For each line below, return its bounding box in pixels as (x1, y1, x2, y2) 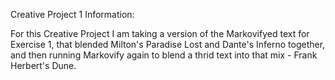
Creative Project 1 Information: (10, 9, 135, 20)
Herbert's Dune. (10, 60, 77, 71)
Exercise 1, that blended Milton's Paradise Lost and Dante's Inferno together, (10, 39, 326, 50)
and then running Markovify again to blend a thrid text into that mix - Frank (10, 49, 318, 61)
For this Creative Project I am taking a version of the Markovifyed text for (10, 28, 310, 39)
